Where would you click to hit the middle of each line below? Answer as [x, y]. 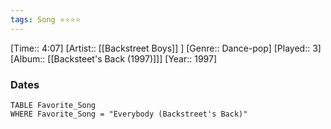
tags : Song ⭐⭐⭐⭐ [46, 19]
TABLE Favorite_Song [53, 105]
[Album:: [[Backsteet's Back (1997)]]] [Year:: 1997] [114, 58]
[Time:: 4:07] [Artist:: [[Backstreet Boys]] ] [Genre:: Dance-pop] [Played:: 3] [166, 48]
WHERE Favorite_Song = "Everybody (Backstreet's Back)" [129, 114]
